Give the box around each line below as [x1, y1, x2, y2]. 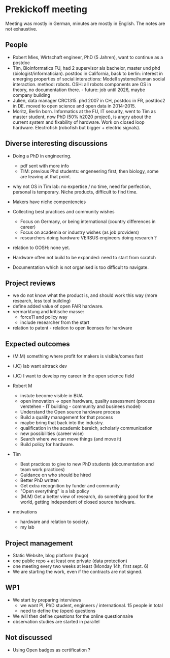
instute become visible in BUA [20, 393, 83, 399]
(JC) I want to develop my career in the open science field [12, 373, 134, 379]
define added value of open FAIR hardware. [12, 303, 104, 309]
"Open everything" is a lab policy [20, 488, 90, 495]
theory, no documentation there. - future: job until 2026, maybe [12, 87, 146, 93]
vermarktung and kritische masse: [12, 309, 84, 315]
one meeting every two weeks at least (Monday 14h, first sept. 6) [12, 563, 149, 569]
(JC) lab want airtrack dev [12, 363, 67, 369]
